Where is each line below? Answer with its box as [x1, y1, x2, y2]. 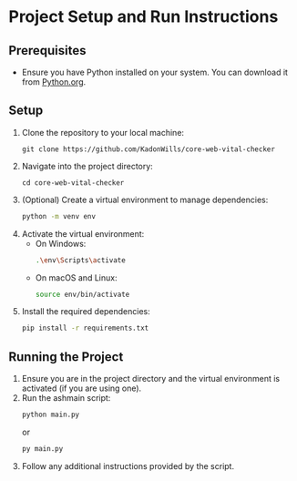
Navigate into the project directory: [21, 160, 154, 171]
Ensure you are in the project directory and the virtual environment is [21, 374, 281, 384]
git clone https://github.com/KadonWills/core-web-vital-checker [21, 144, 275, 154]
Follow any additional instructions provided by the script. [21, 460, 234, 471]
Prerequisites [8, 43, 87, 58]
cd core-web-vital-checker [21, 178, 125, 188]
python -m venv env [21, 211, 97, 220]
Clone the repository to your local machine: [21, 127, 184, 138]
